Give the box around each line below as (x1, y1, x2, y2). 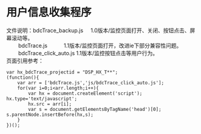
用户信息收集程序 (6, 5, 92, 19)
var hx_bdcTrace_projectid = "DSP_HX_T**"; (6, 69, 118, 75)
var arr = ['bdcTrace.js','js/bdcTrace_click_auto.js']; (17, 79, 165, 85)
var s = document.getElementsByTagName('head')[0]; (28, 106, 162, 112)
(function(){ (6, 74, 39, 81)
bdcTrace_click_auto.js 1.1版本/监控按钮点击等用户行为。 (18, 49, 158, 56)
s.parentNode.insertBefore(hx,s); (6, 112, 94, 118)
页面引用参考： (6, 57, 44, 64)
